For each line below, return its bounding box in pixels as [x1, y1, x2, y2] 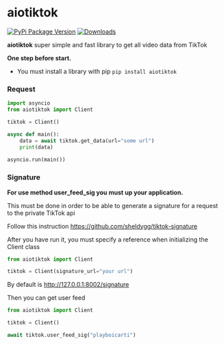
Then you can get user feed [7, 294, 86, 302]
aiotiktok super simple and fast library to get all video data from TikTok [7, 40, 208, 49]
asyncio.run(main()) [7, 156, 66, 164]
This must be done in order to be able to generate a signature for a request [7, 201, 219, 209]
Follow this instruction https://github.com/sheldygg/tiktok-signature [7, 222, 197, 230]
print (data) [19, 144, 53, 151]
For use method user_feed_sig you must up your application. [7, 188, 184, 196]
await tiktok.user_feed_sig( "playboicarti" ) [7, 332, 136, 339]
